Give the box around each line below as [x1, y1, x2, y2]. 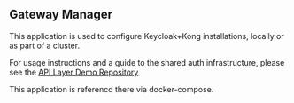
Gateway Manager [9, 7, 113, 22]
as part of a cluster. [9, 40, 81, 51]
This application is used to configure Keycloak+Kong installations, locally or [9, 30, 285, 41]
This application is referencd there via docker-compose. [9, 83, 214, 94]
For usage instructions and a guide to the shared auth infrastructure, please [9, 57, 285, 67]
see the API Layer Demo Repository [9, 67, 139, 77]
